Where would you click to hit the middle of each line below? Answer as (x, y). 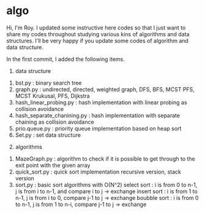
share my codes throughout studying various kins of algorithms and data (98, 34)
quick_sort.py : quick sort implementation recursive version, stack (98, 172)
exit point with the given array (53, 165)
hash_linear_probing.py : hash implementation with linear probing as (101, 102)
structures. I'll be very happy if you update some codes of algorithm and (97, 40)
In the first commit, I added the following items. (66, 59)
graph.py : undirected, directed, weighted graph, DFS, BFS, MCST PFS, (105, 89)
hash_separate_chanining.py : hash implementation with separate (98, 115)
